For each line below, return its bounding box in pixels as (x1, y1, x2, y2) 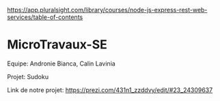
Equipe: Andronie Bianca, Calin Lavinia (7, 59, 116, 68)
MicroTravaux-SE (7, 37, 108, 53)
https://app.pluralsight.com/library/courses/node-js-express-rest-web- (7, 6, 208, 14)
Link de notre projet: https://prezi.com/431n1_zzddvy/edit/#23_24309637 (7, 85, 213, 94)
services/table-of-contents (7, 13, 83, 21)
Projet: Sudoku (7, 72, 49, 81)
